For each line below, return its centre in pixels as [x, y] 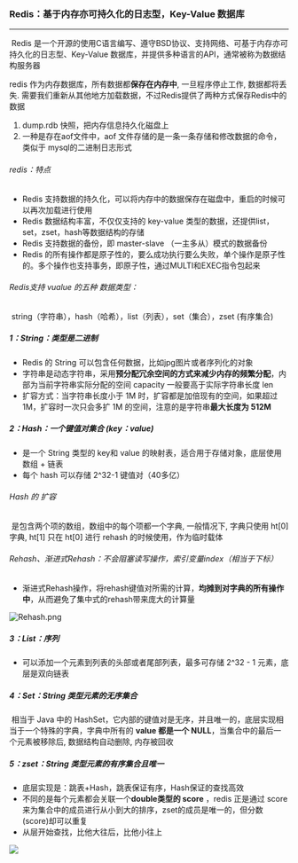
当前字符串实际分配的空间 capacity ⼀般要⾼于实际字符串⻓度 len [156, 384]
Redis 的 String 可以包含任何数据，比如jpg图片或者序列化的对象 [137, 362]
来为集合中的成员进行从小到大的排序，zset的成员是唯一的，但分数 [142, 810]
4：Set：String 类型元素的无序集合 [73, 695]
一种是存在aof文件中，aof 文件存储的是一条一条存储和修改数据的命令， [152, 137]
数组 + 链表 [43, 464]
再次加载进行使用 [61, 209]
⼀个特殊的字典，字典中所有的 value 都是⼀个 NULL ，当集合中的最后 [149, 730]
